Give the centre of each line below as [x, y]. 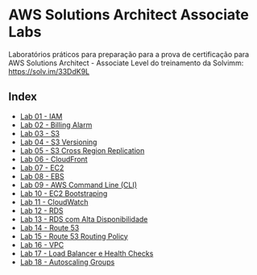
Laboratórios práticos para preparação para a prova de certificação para [129, 54]
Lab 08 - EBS [42, 176]
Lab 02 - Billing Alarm [56, 125]
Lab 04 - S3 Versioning [58, 142]
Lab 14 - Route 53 [50, 227]
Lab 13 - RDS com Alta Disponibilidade [84, 219]
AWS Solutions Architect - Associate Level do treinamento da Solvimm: [126, 63]
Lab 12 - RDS [41, 210]
